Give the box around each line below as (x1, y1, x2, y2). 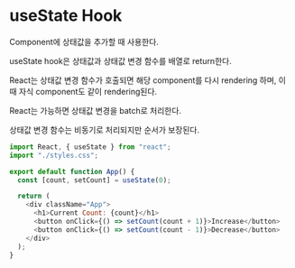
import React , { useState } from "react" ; (9, 142, 171, 152)
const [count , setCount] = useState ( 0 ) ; (17, 175, 171, 185)
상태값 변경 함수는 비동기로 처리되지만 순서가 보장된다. (9, 124, 200, 135)
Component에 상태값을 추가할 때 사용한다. (9, 36, 160, 47)
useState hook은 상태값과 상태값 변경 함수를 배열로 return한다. (9, 55, 232, 66)
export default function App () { (9, 167, 135, 176)
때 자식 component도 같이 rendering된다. (9, 86, 158, 97)
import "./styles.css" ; (9, 151, 99, 160)
